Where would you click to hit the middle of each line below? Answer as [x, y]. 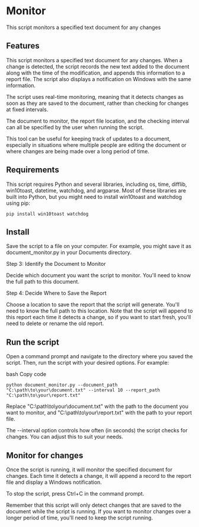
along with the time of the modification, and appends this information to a [96, 73]
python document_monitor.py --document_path [62, 385]
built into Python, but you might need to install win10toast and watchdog [94, 197]
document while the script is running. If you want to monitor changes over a [99, 511]
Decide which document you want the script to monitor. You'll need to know [99, 275]
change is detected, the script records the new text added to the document [98, 66]
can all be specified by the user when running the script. [75, 127]
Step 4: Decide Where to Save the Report [56, 293]
